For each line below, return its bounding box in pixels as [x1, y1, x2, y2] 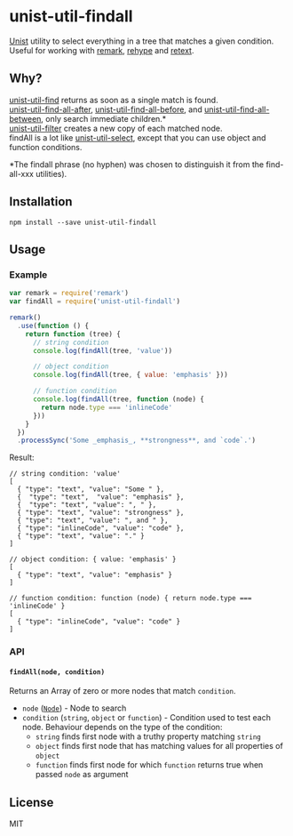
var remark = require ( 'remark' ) [9, 289, 129, 298]
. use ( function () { [17, 321, 90, 330]
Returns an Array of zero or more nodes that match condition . [9, 686, 237, 696]
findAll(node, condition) [9, 667, 105, 677]
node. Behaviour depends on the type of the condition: [21, 722, 223, 733]
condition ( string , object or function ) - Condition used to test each [21, 712, 271, 723]
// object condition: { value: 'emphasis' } [9, 555, 177, 564]
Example [9, 269, 48, 281]
